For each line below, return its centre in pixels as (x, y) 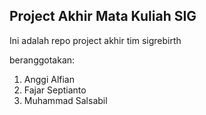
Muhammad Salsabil (65, 100)
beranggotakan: (42, 60)
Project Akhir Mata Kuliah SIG (103, 16)
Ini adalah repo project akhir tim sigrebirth (95, 40)
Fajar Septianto (55, 90)
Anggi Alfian (49, 79)
